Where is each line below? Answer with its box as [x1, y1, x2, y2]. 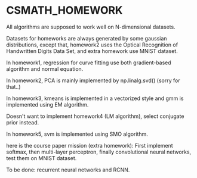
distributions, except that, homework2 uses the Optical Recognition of [6, 41, 178, 48]
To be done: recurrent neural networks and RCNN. [6, 166, 130, 173]
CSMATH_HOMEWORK [6, 4, 123, 17]
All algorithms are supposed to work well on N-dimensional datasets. [6, 23, 176, 30]
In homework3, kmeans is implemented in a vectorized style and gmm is [6, 95, 184, 102]
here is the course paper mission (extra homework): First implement [6, 142, 173, 149]
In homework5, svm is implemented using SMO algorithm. [6, 130, 148, 138]
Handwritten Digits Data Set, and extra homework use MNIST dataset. [6, 47, 178, 54]
